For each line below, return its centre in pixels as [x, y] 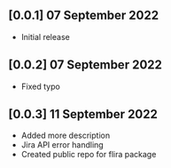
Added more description [66, 136]
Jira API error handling [62, 145]
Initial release [45, 36]
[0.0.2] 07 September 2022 [85, 65]
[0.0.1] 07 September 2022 [84, 16]
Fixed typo [41, 86]
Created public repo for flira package [89, 155]
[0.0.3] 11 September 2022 [83, 114]
